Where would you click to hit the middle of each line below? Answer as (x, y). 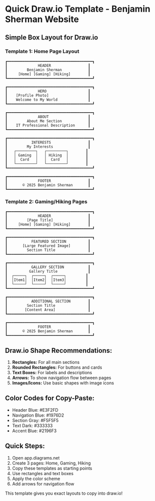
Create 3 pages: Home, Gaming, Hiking (51, 463)
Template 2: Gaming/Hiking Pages (46, 201)
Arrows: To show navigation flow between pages (61, 378)
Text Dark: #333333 (32, 425)
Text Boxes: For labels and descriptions (52, 372)
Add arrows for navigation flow (43, 483)
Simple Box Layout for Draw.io (52, 37)
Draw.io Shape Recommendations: (58, 351)
